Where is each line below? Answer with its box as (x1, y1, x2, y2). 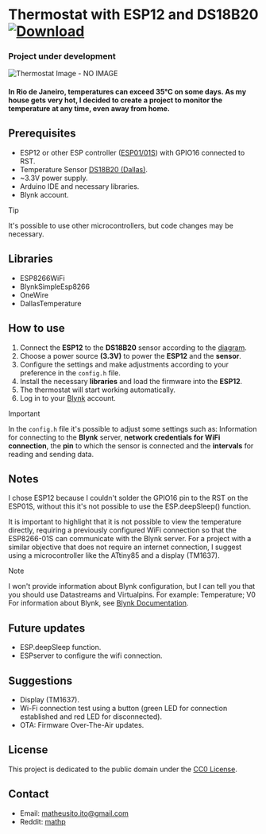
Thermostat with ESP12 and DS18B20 (8, 6, 259, 24)
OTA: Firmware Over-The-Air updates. (19, 720, 145, 729)
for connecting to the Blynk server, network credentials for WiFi (8, 432, 221, 442)
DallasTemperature (19, 298, 82, 308)
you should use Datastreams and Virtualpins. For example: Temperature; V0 (8, 590, 256, 600)
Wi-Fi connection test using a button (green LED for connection (19, 703, 228, 713)
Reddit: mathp (19, 817, 66, 826)
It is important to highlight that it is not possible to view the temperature (8, 517, 242, 527)
